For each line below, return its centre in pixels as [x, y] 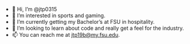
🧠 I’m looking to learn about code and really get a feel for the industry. [98, 28]
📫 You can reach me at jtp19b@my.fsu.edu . [66, 35]
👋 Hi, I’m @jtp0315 [34, 9]
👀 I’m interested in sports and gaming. [59, 15]
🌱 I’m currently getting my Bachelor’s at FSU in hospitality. [83, 22]
